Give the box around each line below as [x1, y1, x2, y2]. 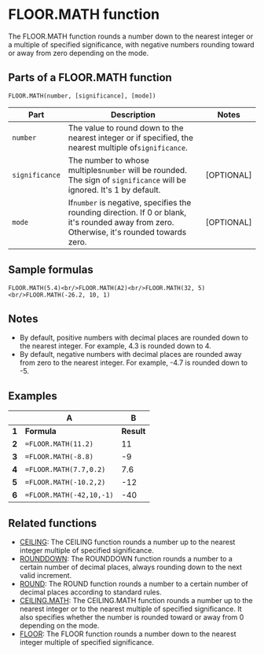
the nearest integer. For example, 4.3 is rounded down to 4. [19, 341, 212, 351]
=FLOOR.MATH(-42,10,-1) [24, 491, 114, 500]
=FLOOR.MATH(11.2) [24, 440, 94, 449]
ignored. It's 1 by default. [68, 184, 161, 195]
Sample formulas [8, 263, 93, 277]
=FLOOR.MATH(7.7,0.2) [24, 465, 106, 474]
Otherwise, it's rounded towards [68, 226, 187, 237]
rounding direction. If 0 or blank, [68, 207, 187, 218]
